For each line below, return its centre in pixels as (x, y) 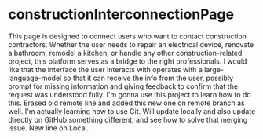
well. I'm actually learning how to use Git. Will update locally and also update (132, 111)
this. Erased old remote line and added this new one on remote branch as (126, 103)
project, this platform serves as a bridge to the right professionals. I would (128, 61)
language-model (35, 78)
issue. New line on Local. (48, 128)
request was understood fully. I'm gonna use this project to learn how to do (130, 94)
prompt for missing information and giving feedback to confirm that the (123, 86)
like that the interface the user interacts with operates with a (105, 69)
